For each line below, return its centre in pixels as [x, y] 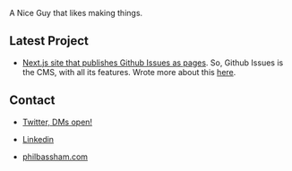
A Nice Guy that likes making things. [76, 13]
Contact [32, 101]
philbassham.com [55, 157]
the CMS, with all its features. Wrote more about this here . [129, 72]
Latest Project [49, 41]
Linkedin [38, 139]
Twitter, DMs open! [57, 122]
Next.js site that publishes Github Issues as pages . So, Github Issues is [153, 63]
